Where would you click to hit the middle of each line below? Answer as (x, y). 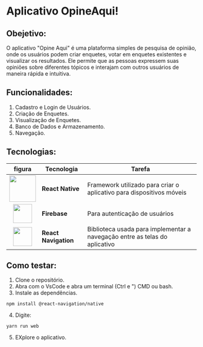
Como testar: (31, 266)
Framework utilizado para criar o (133, 184)
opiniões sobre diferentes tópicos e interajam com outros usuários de (93, 67)
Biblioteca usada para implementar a (139, 229)
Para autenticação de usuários (130, 213)
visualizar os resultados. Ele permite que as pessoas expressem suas (93, 61)
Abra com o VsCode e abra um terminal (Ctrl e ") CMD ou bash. (94, 287)
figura (23, 169)
